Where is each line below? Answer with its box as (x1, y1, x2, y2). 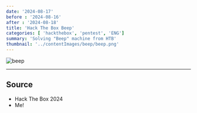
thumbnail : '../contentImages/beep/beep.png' (6, 42, 119, 47)
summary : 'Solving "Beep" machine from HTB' (6, 36, 117, 42)
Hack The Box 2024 (14, 95, 63, 102)
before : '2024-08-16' (6, 14, 62, 20)
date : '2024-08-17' (6, 8, 54, 15)
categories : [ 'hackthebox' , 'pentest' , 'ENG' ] (6, 30, 125, 36)
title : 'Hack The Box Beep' (6, 25, 75, 31)
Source (6, 80, 33, 90)
